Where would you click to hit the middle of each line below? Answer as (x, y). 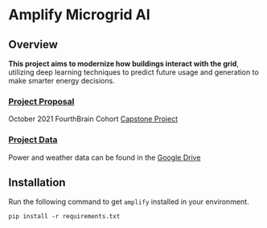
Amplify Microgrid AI (79, 15)
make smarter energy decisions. (62, 81)
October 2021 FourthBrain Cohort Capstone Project (93, 119)
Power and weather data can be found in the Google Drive (105, 157)
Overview (33, 45)
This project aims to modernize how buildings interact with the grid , (124, 63)
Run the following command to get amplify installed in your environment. (129, 202)
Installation (37, 182)
